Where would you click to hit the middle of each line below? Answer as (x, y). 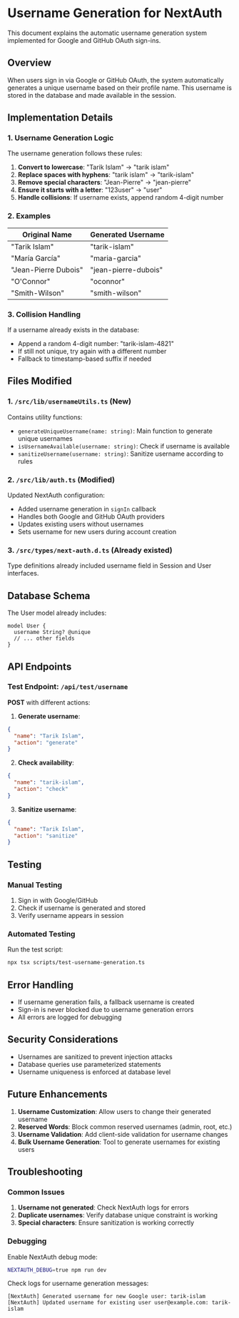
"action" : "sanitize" (46, 836)
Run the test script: (35, 949)
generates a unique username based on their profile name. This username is (119, 88)
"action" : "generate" (46, 742)
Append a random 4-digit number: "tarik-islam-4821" (96, 344)
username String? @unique (52, 633)
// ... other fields (44, 639)
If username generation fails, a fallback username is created (106, 1002)
